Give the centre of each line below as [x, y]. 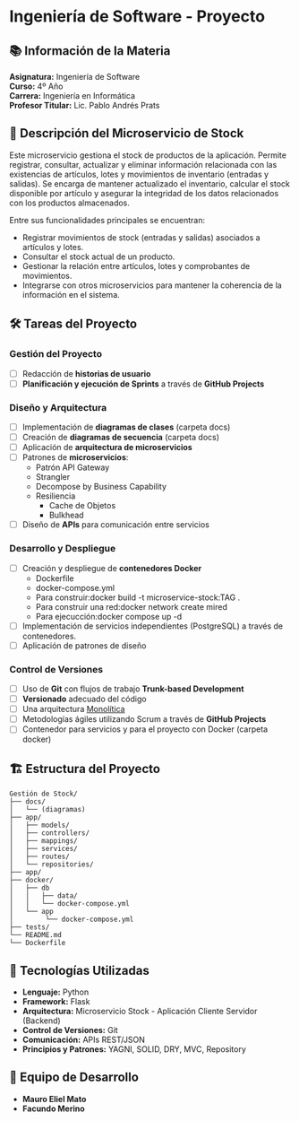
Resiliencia [56, 496]
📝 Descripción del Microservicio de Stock [127, 133]
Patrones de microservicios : [75, 457]
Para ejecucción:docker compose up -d [109, 616]
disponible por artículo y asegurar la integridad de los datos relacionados [144, 193]
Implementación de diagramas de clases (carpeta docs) [126, 427]
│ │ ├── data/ [43, 896]
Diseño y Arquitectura [58, 407]
